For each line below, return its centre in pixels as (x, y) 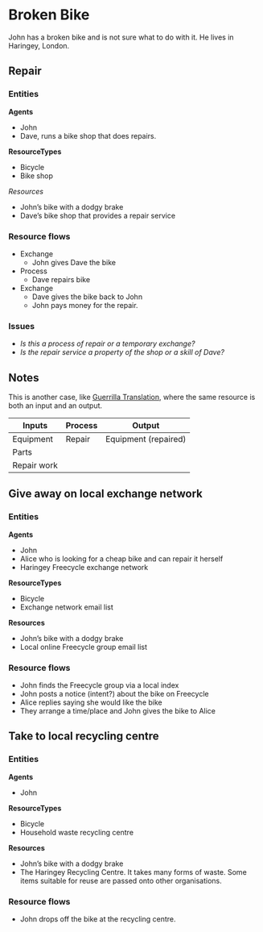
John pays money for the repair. (85, 305)
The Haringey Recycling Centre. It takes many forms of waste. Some (133, 872)
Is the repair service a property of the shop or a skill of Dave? (122, 352)
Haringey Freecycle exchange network (84, 567)
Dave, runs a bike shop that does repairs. (88, 135)
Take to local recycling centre (84, 736)
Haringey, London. (39, 45)
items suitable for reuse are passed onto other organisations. (121, 880)
